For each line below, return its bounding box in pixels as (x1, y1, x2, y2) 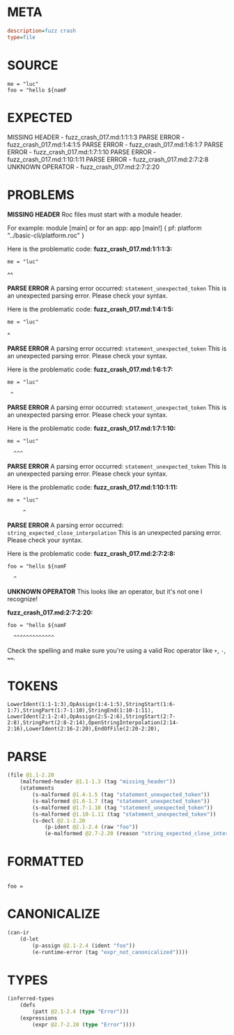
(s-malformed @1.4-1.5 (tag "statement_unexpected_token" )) (32, 791, 210, 798)
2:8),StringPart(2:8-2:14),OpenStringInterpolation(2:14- (7, 719, 179, 726)
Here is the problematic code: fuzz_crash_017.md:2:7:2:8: (7, 549, 176, 557)
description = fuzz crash (7, 27, 77, 34)
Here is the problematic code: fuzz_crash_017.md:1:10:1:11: (7, 483, 178, 491)
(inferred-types (7, 995, 54, 1002)
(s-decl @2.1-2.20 (32, 817, 86, 824)
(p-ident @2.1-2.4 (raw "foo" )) (44, 823, 139, 831)
